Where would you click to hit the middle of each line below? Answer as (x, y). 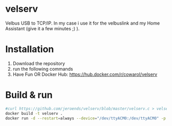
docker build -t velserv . (34, 113)
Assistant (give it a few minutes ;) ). (42, 28)
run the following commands (43, 69)
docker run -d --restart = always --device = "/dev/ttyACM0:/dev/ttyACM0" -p (86, 118)
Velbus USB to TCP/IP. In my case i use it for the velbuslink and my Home (83, 23)
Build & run (29, 95)
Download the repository (39, 63)
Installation (30, 49)
